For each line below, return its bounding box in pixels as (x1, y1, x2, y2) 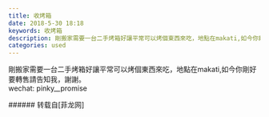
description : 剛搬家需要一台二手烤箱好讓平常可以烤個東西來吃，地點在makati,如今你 (8, 34, 259, 42)
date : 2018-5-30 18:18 (8, 19, 84, 27)
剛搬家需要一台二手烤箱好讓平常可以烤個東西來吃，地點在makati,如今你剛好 (8, 65, 257, 75)
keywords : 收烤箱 (8, 26, 62, 34)
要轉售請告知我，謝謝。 (8, 75, 86, 84)
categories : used (8, 42, 66, 50)
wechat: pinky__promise (8, 83, 88, 93)
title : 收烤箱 (8, 11, 52, 20)
